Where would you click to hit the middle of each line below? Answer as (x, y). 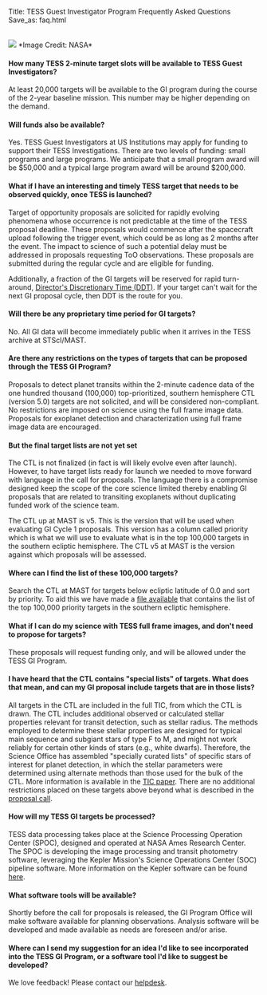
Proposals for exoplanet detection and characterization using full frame (125, 419)
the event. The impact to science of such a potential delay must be (118, 246)
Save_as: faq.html (37, 20)
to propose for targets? (47, 634)
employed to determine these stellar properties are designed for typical (125, 730)
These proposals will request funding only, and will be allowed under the (127, 652)
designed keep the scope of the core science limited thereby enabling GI (128, 488)
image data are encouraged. (55, 427)
